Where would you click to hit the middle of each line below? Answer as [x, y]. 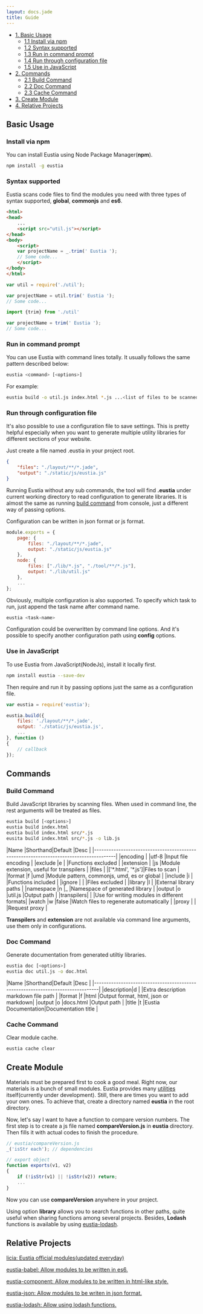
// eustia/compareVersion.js [43, 1143]
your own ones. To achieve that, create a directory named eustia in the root [100, 1101]
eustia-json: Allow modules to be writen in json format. [74, 1293]
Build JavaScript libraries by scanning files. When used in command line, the [101, 804]
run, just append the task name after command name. [73, 607]
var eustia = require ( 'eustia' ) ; [48, 704]
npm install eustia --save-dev [46, 675]
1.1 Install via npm [46, 41]
